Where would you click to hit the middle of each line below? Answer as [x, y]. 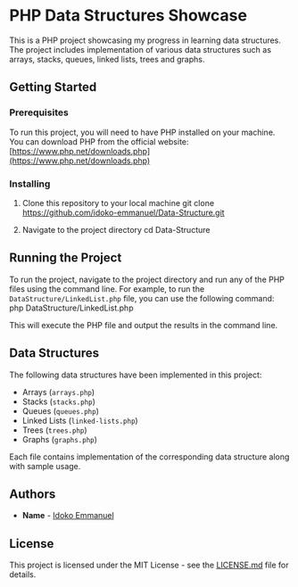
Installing [30, 184]
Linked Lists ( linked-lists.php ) [80, 420]
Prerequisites [39, 112]
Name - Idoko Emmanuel [68, 516]
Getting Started [53, 87]
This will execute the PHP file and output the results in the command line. [144, 325]
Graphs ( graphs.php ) [60, 439]
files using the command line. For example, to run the [107, 289]
